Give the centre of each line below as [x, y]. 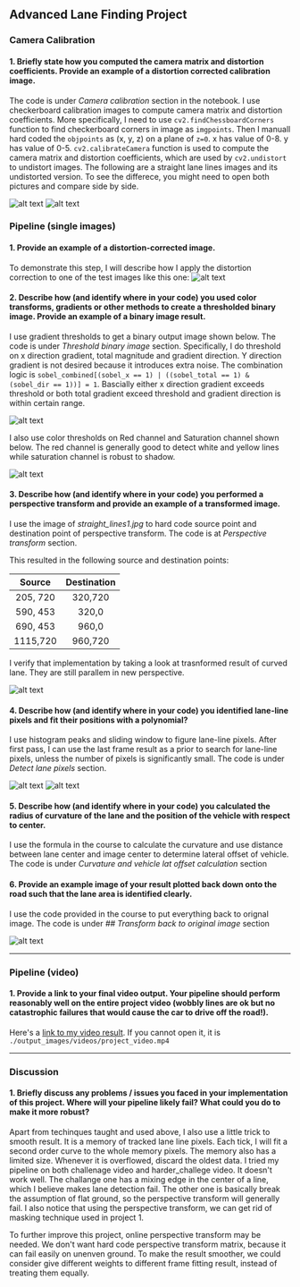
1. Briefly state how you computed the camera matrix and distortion [137, 61]
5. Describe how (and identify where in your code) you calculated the [140, 806]
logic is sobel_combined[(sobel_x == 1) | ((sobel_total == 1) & [129, 374]
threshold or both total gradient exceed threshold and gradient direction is [145, 394]
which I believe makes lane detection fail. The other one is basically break [145, 1189]
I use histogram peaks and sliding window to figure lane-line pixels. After [143, 740]
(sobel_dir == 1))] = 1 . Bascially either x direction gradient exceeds [137, 384]
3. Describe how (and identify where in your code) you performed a [137, 495]
